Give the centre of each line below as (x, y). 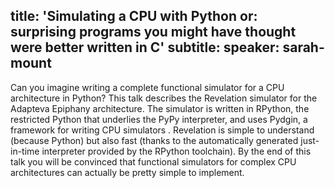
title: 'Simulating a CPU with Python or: (134, 16)
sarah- (303, 47)
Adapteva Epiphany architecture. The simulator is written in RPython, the (160, 108)
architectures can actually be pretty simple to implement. (127, 172)
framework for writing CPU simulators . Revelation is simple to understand (162, 130)
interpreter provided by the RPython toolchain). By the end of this (176, 151)
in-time (25, 151)
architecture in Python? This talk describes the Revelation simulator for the (164, 98)
